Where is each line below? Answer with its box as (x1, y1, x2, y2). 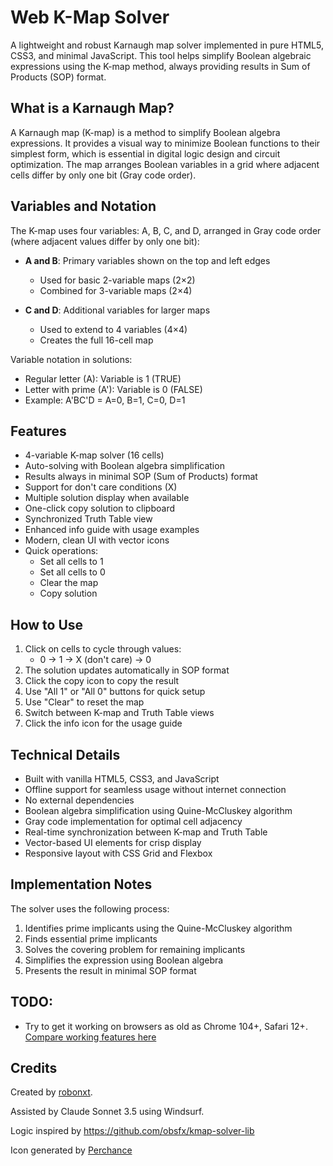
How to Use (10, 616, 84, 633)
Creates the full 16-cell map (39, 334, 154, 346)
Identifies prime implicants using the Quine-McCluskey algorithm (24, 922, 293, 934)
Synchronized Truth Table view (24, 513, 153, 525)
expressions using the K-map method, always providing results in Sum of (10, 60, 311, 72)
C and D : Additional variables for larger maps (24, 304, 211, 316)
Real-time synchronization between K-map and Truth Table (24, 826, 268, 838)
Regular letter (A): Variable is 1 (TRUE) (24, 372, 182, 385)
